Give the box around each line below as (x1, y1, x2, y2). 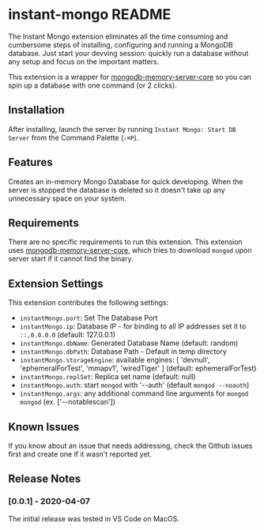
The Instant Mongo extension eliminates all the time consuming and (8, 32, 228, 41)
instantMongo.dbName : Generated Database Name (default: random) (19, 338, 239, 348)
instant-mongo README (8, 6, 172, 24)
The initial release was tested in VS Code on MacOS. (8, 513, 179, 523)
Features (8, 156, 53, 169)
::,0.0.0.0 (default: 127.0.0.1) (19, 330, 116, 340)
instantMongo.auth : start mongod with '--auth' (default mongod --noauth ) (19, 381, 250, 390)
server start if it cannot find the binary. (8, 254, 134, 264)
